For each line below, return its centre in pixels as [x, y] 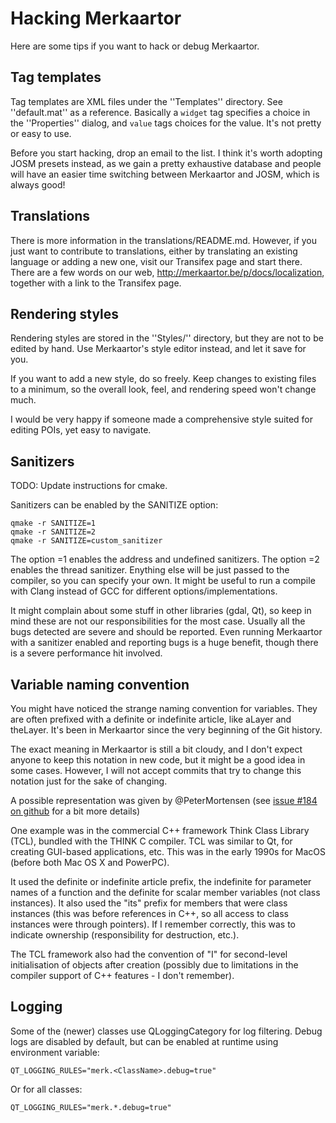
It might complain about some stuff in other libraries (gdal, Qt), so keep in [161, 611]
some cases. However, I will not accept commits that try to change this [156, 770]
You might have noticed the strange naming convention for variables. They [164, 708]
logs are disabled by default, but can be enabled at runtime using [144, 1041]
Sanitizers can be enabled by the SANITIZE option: [114, 505]
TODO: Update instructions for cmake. [89, 486]
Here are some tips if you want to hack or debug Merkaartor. [135, 46]
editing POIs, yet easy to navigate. [81, 430]
